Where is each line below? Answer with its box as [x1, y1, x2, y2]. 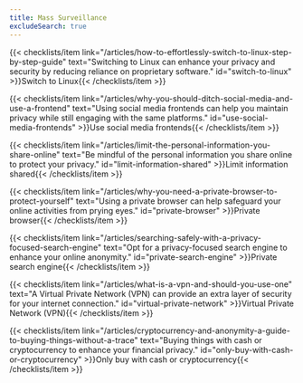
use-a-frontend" [9, 102, 71, 113]
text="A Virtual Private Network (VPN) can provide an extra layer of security [9, 288, 292, 299]
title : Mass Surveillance [9, 13, 107, 23]
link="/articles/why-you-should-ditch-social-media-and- [81, 92, 294, 104]
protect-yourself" [9, 196, 74, 206]
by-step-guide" [9, 56, 67, 67]
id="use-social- [209, 112, 269, 123]
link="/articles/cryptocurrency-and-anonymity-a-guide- [81, 325, 291, 336]
